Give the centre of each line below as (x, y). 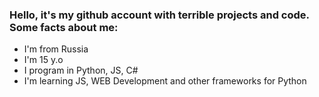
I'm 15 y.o (43, 60)
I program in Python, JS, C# (81, 70)
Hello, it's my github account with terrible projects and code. (159, 15)
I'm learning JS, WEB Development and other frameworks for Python (165, 81)
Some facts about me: (64, 27)
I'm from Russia (56, 49)
